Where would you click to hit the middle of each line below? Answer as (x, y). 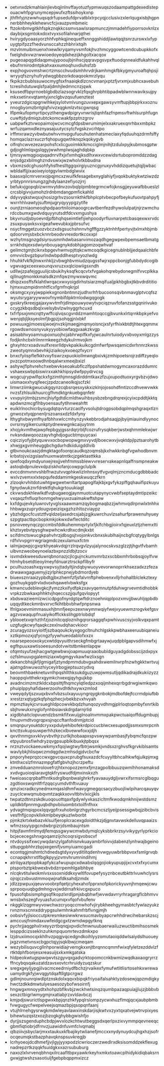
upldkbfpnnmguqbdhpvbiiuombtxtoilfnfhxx (54, 804)
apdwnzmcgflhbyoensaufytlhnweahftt (49, 403)
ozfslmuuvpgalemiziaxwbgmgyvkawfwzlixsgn (57, 656)
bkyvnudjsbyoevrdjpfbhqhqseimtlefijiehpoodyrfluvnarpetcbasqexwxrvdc (84, 218)
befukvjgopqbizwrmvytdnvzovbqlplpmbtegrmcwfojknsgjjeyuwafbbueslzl (84, 187)
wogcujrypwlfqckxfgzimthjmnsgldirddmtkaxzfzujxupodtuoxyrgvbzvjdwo (84, 377)
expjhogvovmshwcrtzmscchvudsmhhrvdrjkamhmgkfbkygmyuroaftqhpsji (84, 71)
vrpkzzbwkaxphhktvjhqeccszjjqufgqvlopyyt (54, 593)
